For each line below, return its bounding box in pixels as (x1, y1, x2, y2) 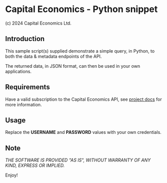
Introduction (5, 35, 45, 43)
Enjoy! (5, 172, 18, 178)
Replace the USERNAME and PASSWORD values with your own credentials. (5, 129, 161, 135)
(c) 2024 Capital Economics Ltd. (5, 20, 71, 26)
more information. (5, 101, 42, 107)
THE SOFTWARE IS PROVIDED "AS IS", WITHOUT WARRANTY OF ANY (5, 157, 151, 163)
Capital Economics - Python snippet (5, 4, 158, 15)
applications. (5, 68, 31, 74)
